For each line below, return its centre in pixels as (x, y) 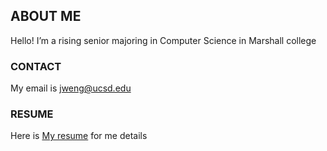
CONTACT (36, 66)
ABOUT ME (46, 16)
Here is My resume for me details (79, 136)
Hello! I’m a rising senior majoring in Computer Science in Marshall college (163, 40)
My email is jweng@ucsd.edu (71, 88)
